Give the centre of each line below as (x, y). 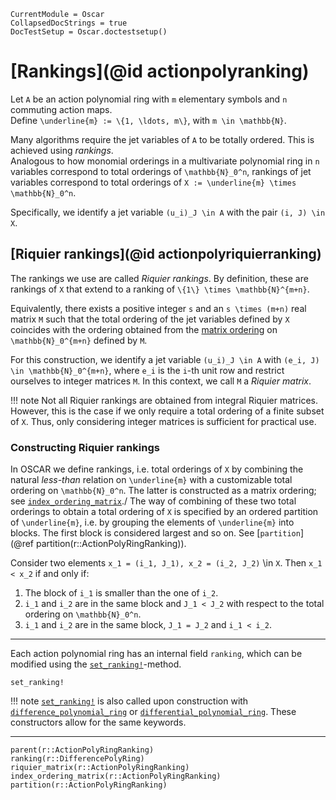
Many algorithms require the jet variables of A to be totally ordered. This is (162, 139)
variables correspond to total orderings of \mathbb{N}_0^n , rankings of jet (161, 171)
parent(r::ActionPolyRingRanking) (82, 750)
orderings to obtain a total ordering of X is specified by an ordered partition (164, 512)
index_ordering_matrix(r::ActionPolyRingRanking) (116, 776)
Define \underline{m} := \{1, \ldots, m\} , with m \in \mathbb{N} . (148, 120)
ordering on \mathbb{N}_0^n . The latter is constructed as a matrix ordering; (163, 491)
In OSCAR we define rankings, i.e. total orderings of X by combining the (157, 469)
